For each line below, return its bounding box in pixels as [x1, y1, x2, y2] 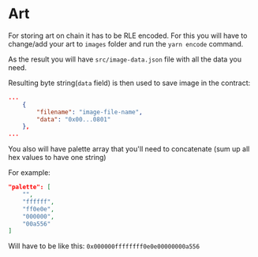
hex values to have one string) [8, 153, 107, 162]
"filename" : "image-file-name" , [36, 108, 144, 116]
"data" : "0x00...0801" [36, 115, 111, 123]
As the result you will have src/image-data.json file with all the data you [8, 54, 242, 64]
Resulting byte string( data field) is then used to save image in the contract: [8, 78, 251, 88]
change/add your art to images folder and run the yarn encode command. [8, 39, 244, 48]
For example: [8, 168, 51, 177]
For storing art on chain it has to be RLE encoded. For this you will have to [8, 31, 248, 40]
